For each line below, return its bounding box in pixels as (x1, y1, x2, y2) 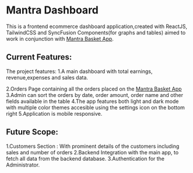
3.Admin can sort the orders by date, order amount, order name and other (6, 91, 184, 98)
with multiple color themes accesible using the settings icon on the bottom (6, 103, 185, 111)
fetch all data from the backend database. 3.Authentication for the (6, 155, 165, 162)
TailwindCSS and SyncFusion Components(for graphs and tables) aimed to (6, 29, 186, 36)
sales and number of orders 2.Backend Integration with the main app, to (6, 148, 179, 155)
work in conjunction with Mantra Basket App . (6, 35, 114, 42)
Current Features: (6, 52, 72, 62)
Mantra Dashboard (6, 4, 99, 17)
